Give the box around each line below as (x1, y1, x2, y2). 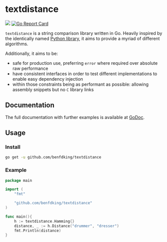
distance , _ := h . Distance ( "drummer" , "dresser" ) (14, 223, 120, 229)
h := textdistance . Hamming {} (14, 219, 75, 224)
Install (5, 143, 21, 150)
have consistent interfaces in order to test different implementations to (12, 71, 158, 77)
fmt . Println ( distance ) (14, 228, 61, 233)
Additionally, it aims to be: (5, 50, 58, 56)
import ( (5, 187, 23, 192)
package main (5, 178, 32, 183)
